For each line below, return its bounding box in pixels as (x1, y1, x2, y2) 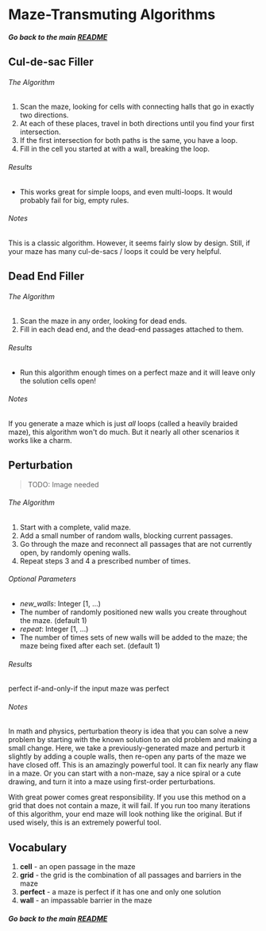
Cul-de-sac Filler (8, 56, 94, 69)
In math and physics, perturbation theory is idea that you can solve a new (8, 726, 249, 736)
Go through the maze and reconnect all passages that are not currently (19, 539, 253, 548)
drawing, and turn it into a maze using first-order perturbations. (8, 777, 216, 787)
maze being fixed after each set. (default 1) (19, 641, 160, 650)
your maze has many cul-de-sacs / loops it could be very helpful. (8, 246, 222, 256)
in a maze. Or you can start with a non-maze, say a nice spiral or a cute (8, 768, 241, 779)
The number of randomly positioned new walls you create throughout (19, 607, 248, 617)
